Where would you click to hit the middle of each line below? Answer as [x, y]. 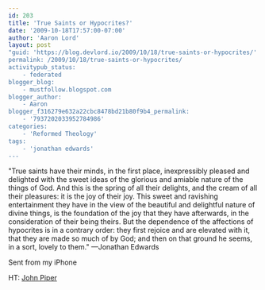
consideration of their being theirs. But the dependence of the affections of [131, 222]
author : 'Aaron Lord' [44, 38]
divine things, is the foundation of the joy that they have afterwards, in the [129, 213]
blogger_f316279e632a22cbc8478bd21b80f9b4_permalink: [99, 112]
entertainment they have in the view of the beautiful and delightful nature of [132, 205]
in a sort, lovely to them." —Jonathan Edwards [84, 247]
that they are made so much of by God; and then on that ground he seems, [130, 238]
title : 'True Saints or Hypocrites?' [71, 23]
